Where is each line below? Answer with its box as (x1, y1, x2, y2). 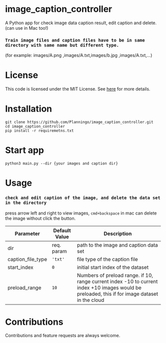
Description (103, 230, 132, 237)
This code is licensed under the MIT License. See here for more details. (5, 86, 151, 92)
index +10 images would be (77, 284, 142, 291)
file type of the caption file (77, 256, 138, 262)
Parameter (14, 230, 41, 237)
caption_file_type (7, 256, 47, 262)
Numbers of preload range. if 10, (77, 272, 153, 279)
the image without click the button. (5, 215, 76, 221)
